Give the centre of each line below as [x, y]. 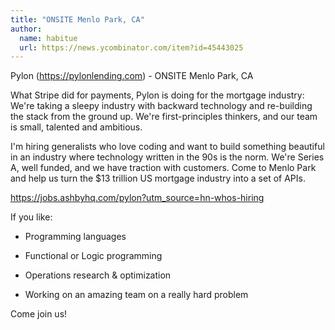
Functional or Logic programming [93, 256]
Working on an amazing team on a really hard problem [136, 295]
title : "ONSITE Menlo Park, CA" [77, 19]
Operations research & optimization [98, 275]
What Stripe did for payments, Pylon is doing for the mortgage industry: [157, 95]
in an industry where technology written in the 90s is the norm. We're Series [167, 157]
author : [26, 29]
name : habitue [48, 38]
